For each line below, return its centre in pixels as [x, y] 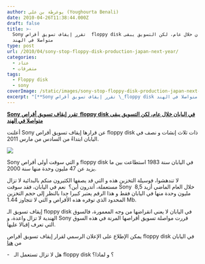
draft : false [23, 23]
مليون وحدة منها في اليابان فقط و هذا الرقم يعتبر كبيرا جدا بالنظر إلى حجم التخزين [99, 193]
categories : [22, 57]
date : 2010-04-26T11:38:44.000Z [48, 18]
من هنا [14, 242]
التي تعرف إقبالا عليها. [31, 224]
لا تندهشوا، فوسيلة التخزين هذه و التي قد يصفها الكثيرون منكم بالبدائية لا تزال [93, 180]
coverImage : [22, 91]
